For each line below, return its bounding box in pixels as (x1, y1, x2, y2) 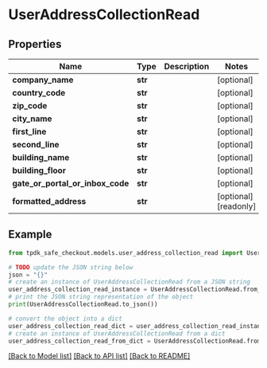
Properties (8, 37, 62, 51)
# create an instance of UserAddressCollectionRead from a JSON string (8, 278, 250, 286)
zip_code (12, 100, 48, 111)
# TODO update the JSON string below (8, 263, 133, 272)
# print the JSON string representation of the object (8, 293, 194, 301)
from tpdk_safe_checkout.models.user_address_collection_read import (8, 249, 244, 256)
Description (164, 61, 210, 72)
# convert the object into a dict (8, 315, 123, 323)
